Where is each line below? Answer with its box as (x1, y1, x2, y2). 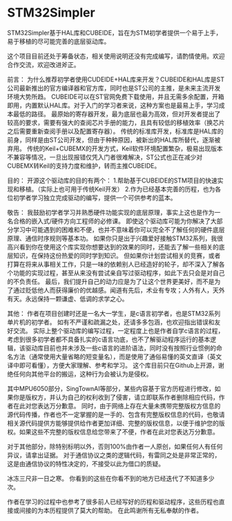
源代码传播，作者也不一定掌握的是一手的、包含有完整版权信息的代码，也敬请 (7, 410, 225, 419)
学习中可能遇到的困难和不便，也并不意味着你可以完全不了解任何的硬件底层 (12, 225, 225, 234)
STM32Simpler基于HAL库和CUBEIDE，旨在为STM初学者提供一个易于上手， (7, 28, 222, 37)
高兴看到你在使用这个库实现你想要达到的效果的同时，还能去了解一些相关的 (7, 243, 219, 251)
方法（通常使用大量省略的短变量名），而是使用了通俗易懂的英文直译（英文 (12, 352, 222, 361)
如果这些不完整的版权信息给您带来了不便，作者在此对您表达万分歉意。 (19, 427, 219, 436)
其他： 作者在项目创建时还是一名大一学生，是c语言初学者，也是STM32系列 (7, 309, 221, 317)
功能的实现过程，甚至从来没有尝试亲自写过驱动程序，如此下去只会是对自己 (12, 268, 225, 277)
